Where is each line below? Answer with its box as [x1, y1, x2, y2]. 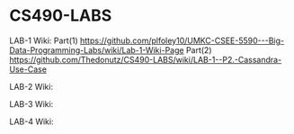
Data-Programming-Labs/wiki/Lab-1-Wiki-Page [9, 44, 184, 55]
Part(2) [185, 44, 212, 55]
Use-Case [9, 64, 48, 75]
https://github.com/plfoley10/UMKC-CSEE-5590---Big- [79, 35, 285, 46]
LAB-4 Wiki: [9, 116, 54, 127]
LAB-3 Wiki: [9, 98, 54, 109]
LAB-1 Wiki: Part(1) [9, 35, 78, 46]
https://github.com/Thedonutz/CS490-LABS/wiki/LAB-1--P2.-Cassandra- [9, 54, 282, 65]
